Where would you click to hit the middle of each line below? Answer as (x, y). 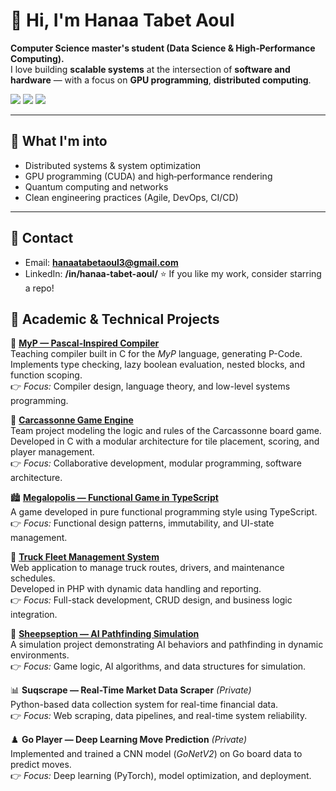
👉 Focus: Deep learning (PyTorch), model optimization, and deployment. (161, 776)
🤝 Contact (42, 238)
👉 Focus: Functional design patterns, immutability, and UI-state (142, 523)
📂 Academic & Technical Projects (115, 319)
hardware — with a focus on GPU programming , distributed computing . (161, 80)
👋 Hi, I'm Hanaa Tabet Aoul (122, 20)
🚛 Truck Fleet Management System (85, 557)
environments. (40, 655)
